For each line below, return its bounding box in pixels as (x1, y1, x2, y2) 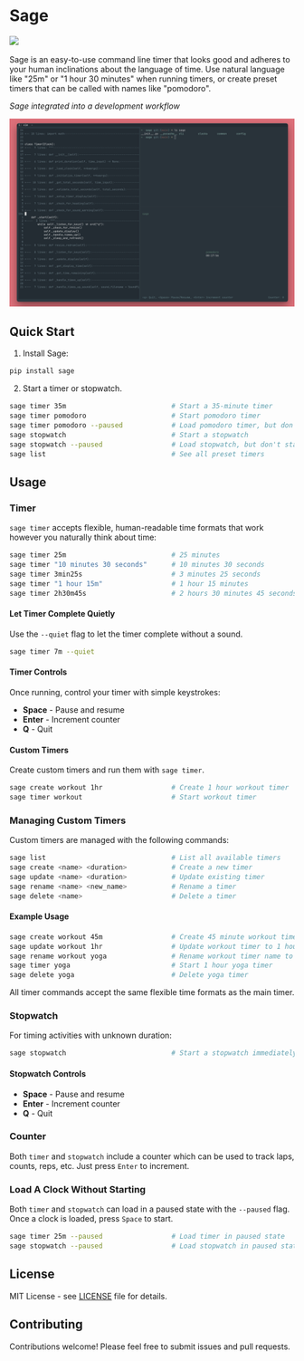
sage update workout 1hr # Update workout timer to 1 (9, 942, 281, 951)
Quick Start (9, 324, 75, 340)
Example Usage (9, 911, 70, 922)
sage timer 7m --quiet (9, 647, 95, 657)
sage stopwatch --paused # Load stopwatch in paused (9, 1241, 278, 1251)
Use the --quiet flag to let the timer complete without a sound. (9, 628, 243, 639)
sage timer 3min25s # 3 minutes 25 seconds (9, 570, 261, 580)
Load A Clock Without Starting (9, 1183, 147, 1195)
